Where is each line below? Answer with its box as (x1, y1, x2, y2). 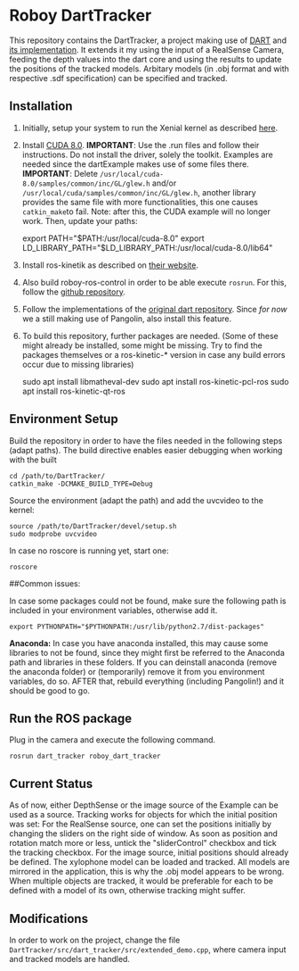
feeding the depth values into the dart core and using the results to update (9, 54, 282, 64)
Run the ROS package (9, 710, 133, 726)
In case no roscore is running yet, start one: (9, 545, 169, 556)
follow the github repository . (21, 286, 126, 297)
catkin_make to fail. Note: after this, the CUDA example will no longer (21, 206, 271, 217)
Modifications (9, 911, 89, 926)
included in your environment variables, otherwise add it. (9, 604, 218, 616)
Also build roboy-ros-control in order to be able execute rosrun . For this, (21, 277, 287, 287)
